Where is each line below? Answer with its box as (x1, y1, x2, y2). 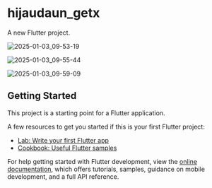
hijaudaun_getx (7, 5, 100, 21)
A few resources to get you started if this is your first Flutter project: (7, 122, 205, 131)
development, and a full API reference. (7, 172, 119, 181)
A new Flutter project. (7, 28, 71, 37)
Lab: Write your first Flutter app (17, 136, 110, 144)
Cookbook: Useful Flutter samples (17, 143, 117, 152)
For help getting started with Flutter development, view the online (7, 157, 198, 165)
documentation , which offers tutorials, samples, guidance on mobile (7, 165, 205, 173)
